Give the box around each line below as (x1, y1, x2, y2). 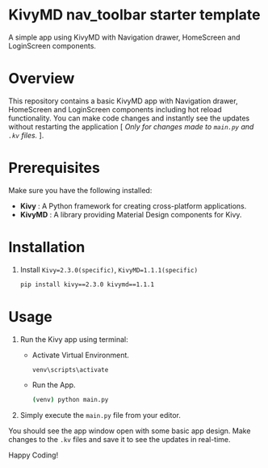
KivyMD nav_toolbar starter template (8, 6, 261, 24)
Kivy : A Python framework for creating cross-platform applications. (19, 200, 247, 211)
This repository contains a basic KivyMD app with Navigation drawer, (8, 95, 238, 106)
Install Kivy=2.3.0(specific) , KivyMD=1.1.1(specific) (19, 264, 199, 274)
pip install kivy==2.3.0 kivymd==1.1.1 (19, 280, 155, 289)
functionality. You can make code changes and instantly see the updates (8, 113, 250, 123)
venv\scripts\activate (31, 365, 109, 373)
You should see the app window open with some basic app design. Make (8, 426, 251, 436)
